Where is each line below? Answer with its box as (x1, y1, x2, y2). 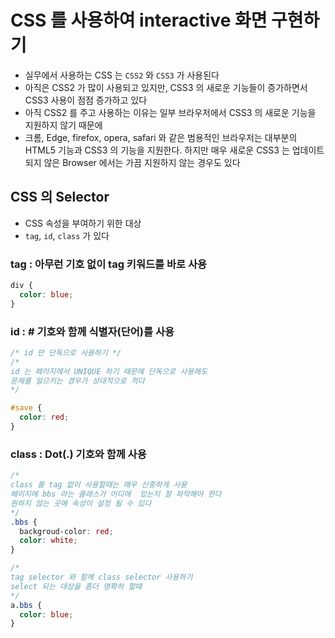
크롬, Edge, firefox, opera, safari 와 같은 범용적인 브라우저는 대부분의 (24, 131, 298, 143)
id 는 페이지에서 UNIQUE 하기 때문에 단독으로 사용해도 (10, 366, 208, 376)
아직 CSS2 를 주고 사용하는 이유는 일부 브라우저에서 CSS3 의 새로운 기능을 (24, 106, 317, 118)
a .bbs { (10, 600, 43, 610)
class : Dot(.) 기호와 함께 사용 (10, 447, 147, 461)
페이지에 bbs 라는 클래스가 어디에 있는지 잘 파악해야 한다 (10, 489, 222, 500)
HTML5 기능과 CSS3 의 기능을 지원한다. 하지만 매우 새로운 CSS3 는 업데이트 (24, 144, 325, 156)
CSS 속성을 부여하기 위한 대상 (24, 217, 142, 229)
